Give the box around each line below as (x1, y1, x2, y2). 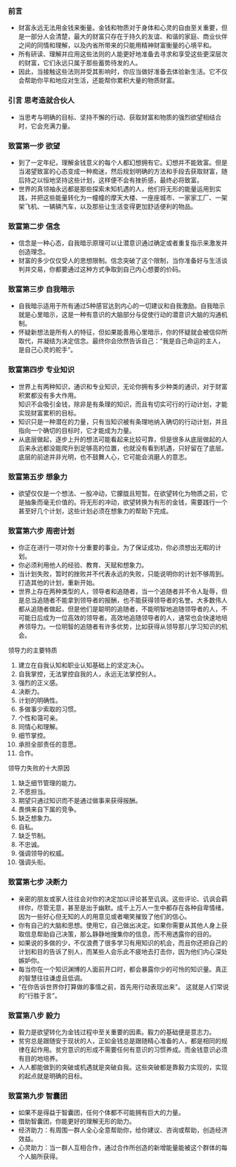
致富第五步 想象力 (8, 472, 67, 482)
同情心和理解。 (18, 723, 62, 731)
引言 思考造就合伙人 (8, 96, 75, 105)
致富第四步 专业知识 (8, 365, 75, 375)
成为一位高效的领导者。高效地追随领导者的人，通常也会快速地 (42, 614, 222, 622)
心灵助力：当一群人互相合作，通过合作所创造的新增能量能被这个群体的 (18, 1144, 222, 1152)
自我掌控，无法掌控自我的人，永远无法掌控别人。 (18, 670, 160, 678)
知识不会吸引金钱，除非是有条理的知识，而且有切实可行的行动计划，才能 (18, 399, 228, 408)
